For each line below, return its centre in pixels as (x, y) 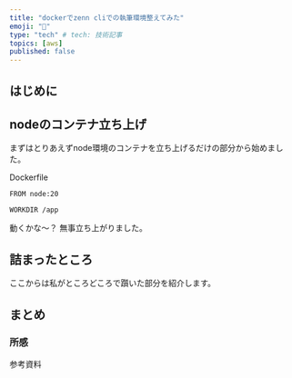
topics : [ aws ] (36, 43)
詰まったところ (51, 259)
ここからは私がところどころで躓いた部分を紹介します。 (113, 283)
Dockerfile (29, 177)
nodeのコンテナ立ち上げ (78, 124)
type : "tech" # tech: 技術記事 (66, 35)
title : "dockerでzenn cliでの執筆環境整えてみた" (97, 18)
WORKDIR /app (34, 210)
